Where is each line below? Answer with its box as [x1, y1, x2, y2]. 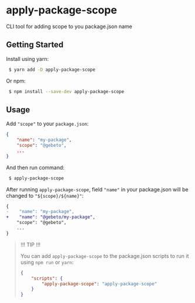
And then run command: [6, 164, 65, 171]
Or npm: [6, 77, 26, 84]
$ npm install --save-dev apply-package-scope [8, 88, 125, 94]
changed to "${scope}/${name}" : [6, 192, 84, 199]
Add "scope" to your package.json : [6, 120, 89, 128]
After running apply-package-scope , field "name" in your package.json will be [6, 185, 189, 193]
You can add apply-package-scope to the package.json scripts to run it [20, 252, 189, 259]
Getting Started [6, 40, 64, 50]
